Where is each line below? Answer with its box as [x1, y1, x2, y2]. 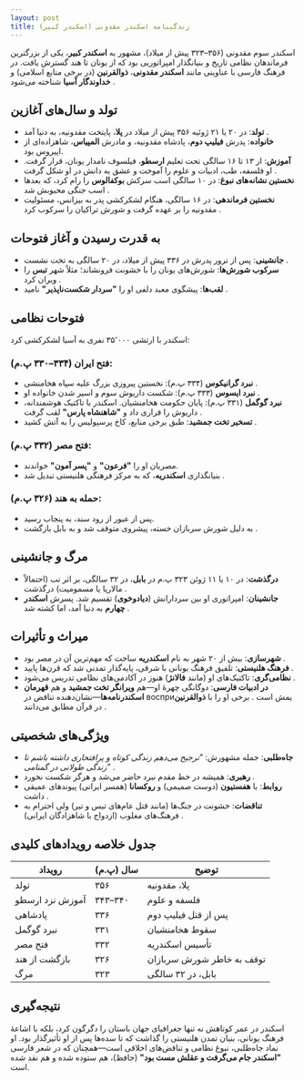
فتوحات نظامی [10, 310, 85, 325]
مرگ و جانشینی [10, 549, 88, 565]
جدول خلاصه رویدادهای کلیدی [10, 836, 157, 852]
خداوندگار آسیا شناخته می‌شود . [10, 76, 116, 87]
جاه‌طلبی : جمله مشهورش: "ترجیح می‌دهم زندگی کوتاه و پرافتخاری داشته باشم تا [23, 752, 294, 763]
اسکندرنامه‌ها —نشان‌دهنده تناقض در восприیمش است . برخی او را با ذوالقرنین [23, 692, 293, 703]
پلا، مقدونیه [147, 879, 190, 891]
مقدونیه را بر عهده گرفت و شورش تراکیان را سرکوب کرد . [23, 204, 222, 215]
